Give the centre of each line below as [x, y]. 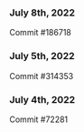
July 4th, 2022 [42, 99]
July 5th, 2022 [42, 56]
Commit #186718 [41, 33]
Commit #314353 [42, 76]
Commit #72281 [39, 119]
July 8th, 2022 [42, 13]
